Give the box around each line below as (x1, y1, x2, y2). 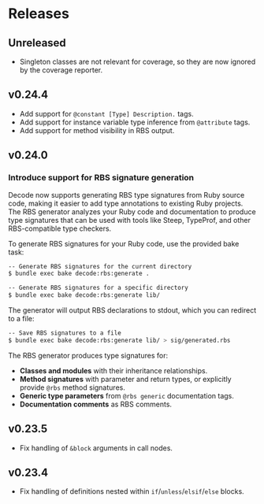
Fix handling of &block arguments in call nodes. (19, 443, 173, 453)
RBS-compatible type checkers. (8, 224, 112, 233)
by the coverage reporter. (19, 65, 103, 75)
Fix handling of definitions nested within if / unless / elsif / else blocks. (19, 487, 244, 496)
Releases (8, 5, 69, 23)
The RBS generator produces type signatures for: (8, 350, 168, 360)
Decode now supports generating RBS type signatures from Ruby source (8, 190, 245, 199)
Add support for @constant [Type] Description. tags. (19, 109, 195, 118)
